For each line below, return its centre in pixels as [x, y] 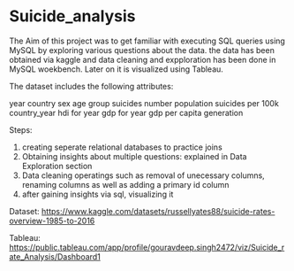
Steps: [21, 129]
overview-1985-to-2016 [52, 221]
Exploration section [57, 166]
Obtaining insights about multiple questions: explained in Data [134, 156]
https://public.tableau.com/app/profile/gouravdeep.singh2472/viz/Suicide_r [147, 247]
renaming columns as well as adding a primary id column [125, 184]
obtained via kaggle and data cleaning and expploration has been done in [143, 59]
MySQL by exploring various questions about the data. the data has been [142, 50]
